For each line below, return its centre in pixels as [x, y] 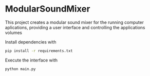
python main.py [20, 69]
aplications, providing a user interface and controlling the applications [75, 27]
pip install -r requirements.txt [39, 51]
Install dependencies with [31, 42]
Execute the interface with [31, 60]
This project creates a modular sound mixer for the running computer [75, 22]
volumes [14, 32]
